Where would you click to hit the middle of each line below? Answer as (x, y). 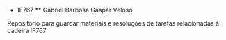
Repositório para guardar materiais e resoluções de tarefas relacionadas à (113, 23)
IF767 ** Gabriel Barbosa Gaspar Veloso (75, 10)
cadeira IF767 (27, 31)
